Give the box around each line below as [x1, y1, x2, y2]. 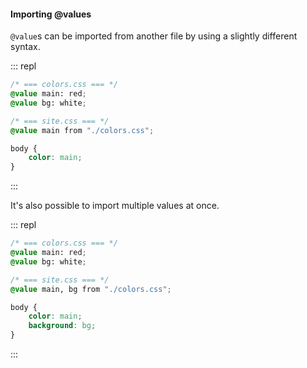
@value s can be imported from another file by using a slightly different [10, 30, 298, 42]
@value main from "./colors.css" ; [10, 125, 155, 135]
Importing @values [10, 8, 92, 20]
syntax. [10, 41, 41, 53]
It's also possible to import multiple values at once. [10, 200, 220, 212]
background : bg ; [28, 321, 97, 331]
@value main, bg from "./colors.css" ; [10, 284, 172, 294]
